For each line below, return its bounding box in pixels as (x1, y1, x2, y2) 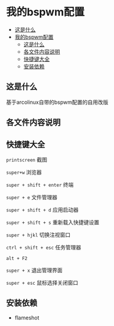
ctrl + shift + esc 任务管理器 (6, 243, 82, 251)
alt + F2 (6, 255, 28, 261)
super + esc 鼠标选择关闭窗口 (6, 279, 79, 286)
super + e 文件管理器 (6, 193, 58, 200)
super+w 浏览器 (6, 169, 43, 176)
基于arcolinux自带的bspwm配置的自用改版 (6, 98, 109, 106)
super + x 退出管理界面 (6, 266, 63, 274)
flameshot (14, 314, 40, 321)
